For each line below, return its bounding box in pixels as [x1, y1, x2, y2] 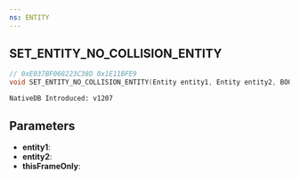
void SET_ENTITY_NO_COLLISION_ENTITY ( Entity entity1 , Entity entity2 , [9, 78, 277, 87]
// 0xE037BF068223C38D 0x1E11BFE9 [9, 70, 138, 78]
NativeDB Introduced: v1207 [9, 94, 114, 103]
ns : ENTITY [9, 12, 50, 22]
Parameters [9, 118, 76, 134]
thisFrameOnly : [21, 161, 81, 171]
